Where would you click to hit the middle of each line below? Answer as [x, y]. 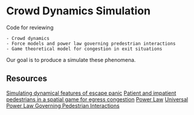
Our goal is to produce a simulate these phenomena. [71, 60]
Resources [27, 79]
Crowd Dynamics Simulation [78, 11]
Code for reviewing [30, 27]
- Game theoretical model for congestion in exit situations [84, 49]
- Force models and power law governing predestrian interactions [91, 43]
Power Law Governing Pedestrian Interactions [63, 105]
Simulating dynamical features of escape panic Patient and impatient [91, 93]
